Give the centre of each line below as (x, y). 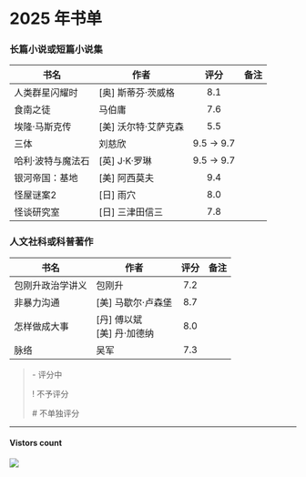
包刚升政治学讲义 (51, 285)
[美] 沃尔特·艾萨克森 (142, 127)
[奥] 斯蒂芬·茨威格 (137, 93)
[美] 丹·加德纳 (125, 333)
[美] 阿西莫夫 (127, 178)
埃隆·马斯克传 (43, 127)
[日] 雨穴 (117, 195)
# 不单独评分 (56, 413)
